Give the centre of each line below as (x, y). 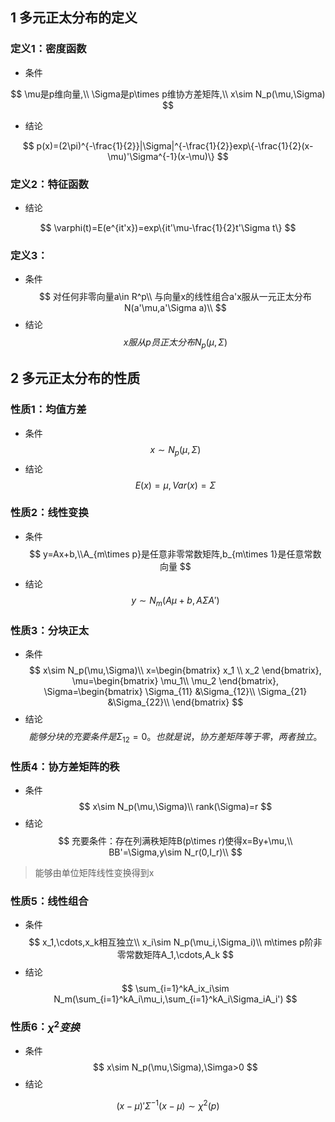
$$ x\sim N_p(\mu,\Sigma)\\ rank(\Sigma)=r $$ (175, 807)
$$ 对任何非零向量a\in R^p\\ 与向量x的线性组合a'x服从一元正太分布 (175, 297)
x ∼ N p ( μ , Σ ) (175, 450)
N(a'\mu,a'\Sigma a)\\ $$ (175, 308)
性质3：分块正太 (50, 630)
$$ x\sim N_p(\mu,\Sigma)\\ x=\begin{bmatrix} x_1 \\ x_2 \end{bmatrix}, (175, 670)
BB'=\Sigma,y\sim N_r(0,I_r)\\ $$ (175, 852)
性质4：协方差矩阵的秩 (65, 766)
